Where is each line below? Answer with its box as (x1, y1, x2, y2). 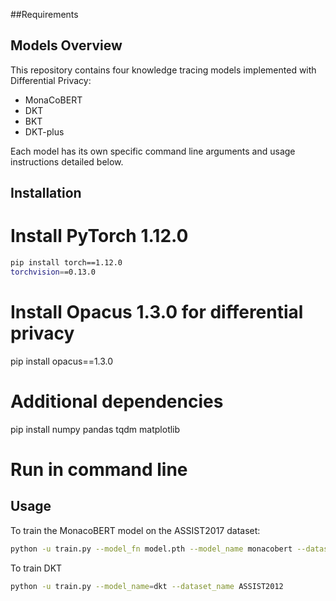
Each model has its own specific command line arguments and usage (10, 145, 296, 157)
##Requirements (10, 9, 79, 20)
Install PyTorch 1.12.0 (10, 225, 189, 248)
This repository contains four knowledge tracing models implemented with (10, 64, 317, 76)
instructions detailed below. (10, 155, 124, 168)
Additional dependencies (10, 390, 224, 413)
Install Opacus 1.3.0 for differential (10, 301, 304, 324)
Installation (10, 185, 82, 202)
